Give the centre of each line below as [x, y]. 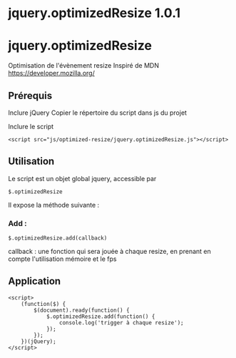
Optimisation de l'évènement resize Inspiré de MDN [84, 66]
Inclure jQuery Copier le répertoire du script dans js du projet [98, 113]
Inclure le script [31, 126]
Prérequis [30, 95]
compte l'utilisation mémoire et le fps [62, 259]
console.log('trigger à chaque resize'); [121, 322]
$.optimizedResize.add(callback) [58, 238]
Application [35, 281]
